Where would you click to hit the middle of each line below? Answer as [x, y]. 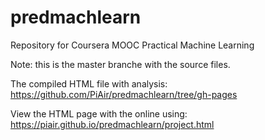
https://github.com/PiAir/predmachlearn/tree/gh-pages [124, 94]
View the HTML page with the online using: [99, 113]
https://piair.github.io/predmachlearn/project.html [112, 124]
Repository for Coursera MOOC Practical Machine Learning [132, 45]
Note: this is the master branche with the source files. [120, 64]
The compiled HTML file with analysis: [89, 83]
